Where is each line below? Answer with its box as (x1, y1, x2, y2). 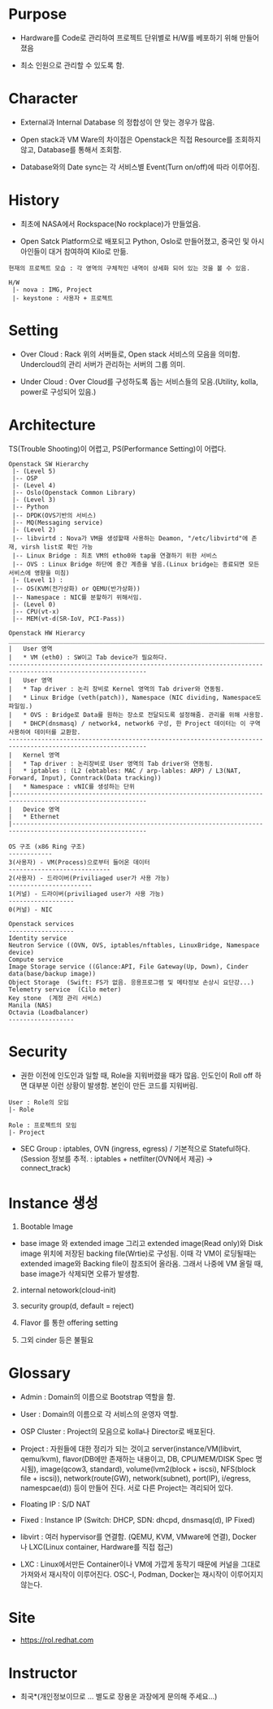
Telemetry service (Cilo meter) (8, 986, 122, 994)
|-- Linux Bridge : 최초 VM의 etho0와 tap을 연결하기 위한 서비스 (11, 551, 218, 560)
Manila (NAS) (8, 1001, 53, 1009)
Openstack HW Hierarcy (8, 628, 85, 637)
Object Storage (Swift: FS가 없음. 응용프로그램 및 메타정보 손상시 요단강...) (8, 978, 254, 986)
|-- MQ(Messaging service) (11, 518, 104, 527)
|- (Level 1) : (11, 575, 63, 584)
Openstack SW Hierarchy (8, 460, 89, 468)
